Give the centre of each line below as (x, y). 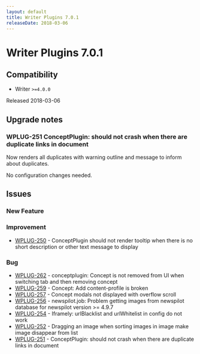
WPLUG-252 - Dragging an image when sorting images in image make (102, 326)
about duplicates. (28, 164)
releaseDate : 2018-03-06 (37, 23)
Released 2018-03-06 (34, 101)
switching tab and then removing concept (66, 281)
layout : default (26, 12)
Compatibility (32, 75)
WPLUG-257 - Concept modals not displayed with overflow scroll (96, 294)
